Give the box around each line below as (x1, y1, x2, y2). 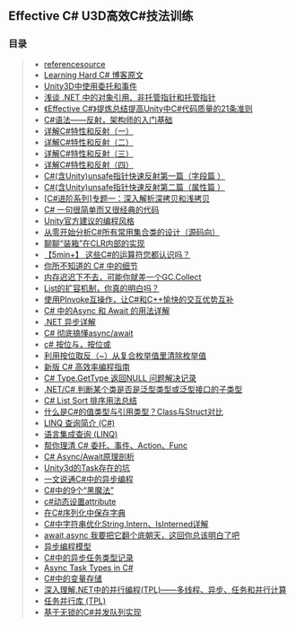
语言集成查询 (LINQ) (43, 428, 118, 439)
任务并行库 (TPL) (43, 595, 107, 606)
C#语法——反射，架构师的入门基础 (43, 114, 173, 125)
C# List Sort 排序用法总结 (43, 394, 138, 406)
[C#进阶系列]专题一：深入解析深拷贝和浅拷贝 (43, 192, 210, 204)
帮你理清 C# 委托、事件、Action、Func (43, 439, 188, 451)
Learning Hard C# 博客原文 (43, 69, 144, 80)
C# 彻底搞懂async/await (43, 327, 134, 339)
